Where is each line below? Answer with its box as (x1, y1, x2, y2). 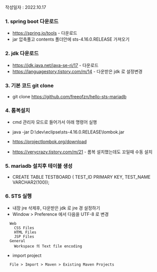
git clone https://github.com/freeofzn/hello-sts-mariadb (12, 93, 127, 99)
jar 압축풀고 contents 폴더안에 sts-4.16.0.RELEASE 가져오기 (12, 36, 130, 42)
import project (12, 252, 42, 258)
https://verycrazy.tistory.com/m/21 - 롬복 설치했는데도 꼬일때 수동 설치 (12, 149, 153, 155)
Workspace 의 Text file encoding (14, 244, 82, 249)
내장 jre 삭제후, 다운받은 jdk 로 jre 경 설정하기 (12, 205, 100, 211)
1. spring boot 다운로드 (5, 18, 59, 25)
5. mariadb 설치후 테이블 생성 (5, 163, 73, 170)
